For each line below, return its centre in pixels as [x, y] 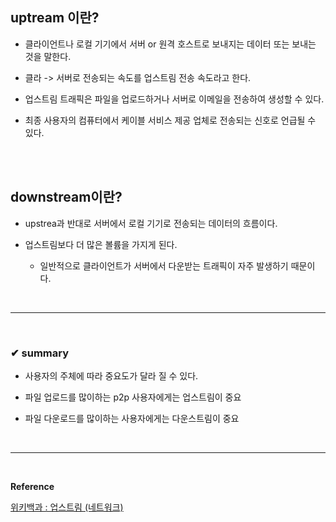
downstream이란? [66, 197]
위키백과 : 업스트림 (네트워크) [67, 507]
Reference [32, 486]
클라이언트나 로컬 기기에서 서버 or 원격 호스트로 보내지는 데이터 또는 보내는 [170, 44]
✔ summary [40, 353]
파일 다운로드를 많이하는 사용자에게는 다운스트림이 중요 [132, 418]
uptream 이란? [55, 18]
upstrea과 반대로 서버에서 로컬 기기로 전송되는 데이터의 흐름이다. [151, 223]
